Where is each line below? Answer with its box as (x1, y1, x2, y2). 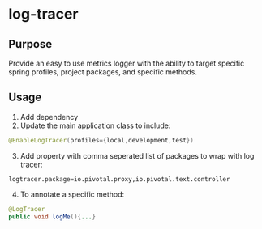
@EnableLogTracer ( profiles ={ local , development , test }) (8, 136, 195, 144)
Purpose (8, 37, 53, 51)
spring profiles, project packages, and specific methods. (8, 67, 197, 77)
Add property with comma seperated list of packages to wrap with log (19, 151, 255, 160)
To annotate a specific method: (19, 189, 125, 199)
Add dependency (19, 112, 79, 121)
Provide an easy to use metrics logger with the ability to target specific (8, 58, 245, 68)
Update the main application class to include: (19, 121, 171, 130)
